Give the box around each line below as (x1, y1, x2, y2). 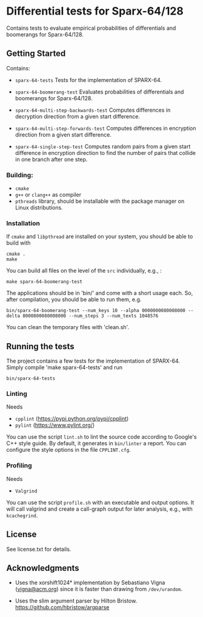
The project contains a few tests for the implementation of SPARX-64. (6, 357, 181, 365)
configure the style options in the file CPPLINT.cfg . (6, 446, 131, 454)
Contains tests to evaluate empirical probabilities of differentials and (6, 24, 176, 32)
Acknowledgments (6, 563, 80, 573)
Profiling (6, 462, 32, 470)
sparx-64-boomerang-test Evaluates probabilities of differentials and (15, 88, 184, 95)
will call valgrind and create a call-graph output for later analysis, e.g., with (6, 505, 193, 513)
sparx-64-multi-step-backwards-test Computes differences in (15, 106, 171, 114)
